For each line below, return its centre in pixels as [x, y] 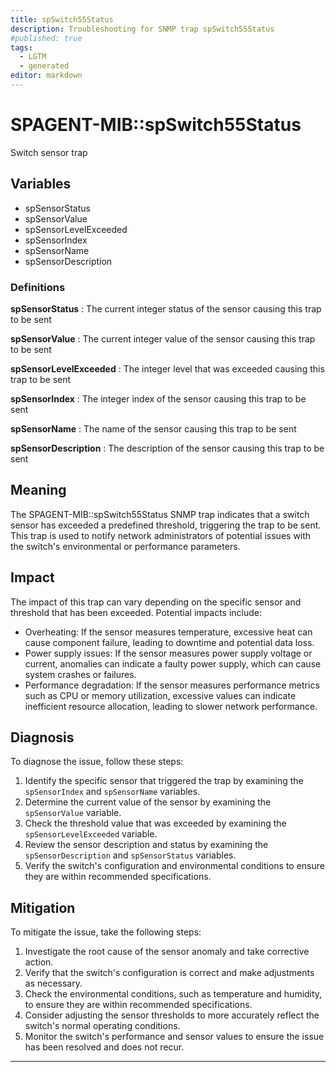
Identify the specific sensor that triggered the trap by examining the [164, 781]
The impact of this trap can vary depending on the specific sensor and [156, 602]
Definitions [38, 287]
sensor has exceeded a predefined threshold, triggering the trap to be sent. [166, 525]
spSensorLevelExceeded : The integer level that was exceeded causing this [167, 368]
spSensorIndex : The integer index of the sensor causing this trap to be [158, 398]
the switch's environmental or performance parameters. [125, 546]
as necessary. [53, 983]
